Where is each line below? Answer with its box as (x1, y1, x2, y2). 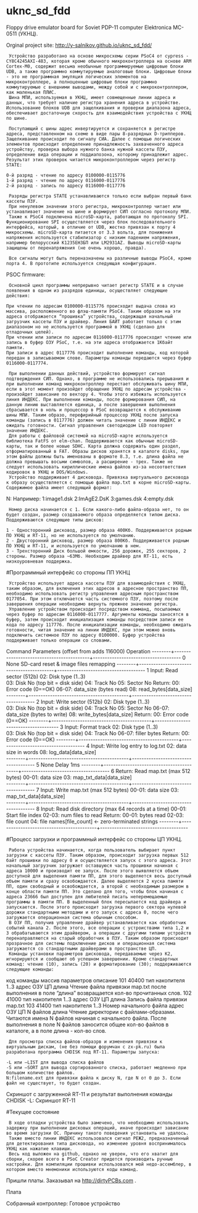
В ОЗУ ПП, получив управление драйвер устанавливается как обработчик (8, 920, 186, 925)
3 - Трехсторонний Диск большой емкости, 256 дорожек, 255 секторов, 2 (6, 548, 186, 554)
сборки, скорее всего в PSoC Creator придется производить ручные (6, 1156, 173, 1162)
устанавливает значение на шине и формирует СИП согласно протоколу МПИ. (6, 209, 192, 215)
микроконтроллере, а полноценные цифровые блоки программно (6, 79, 158, 85)
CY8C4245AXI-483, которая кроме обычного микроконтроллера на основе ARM (6, 58, 192, 64)
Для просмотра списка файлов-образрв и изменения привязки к (8, 1039, 163, 1045)
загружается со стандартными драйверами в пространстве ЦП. (6, 946, 158, 952)
